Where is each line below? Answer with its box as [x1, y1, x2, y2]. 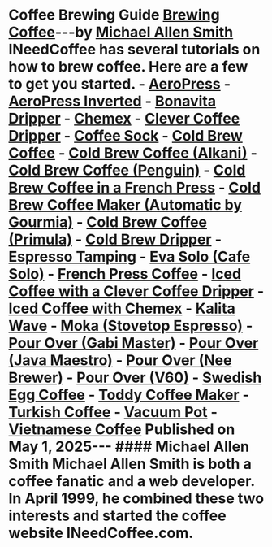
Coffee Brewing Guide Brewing [8, 6, 221, 24]
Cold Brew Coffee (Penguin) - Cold [8, 161, 246, 180]
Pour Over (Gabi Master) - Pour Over [8, 334, 259, 353]
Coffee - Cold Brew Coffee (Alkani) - [8, 144, 258, 163]
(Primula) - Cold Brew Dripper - [8, 230, 222, 249]
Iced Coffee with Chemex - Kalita [8, 299, 235, 318]
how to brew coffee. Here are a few [8, 58, 248, 76]
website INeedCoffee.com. [8, 524, 194, 542]
